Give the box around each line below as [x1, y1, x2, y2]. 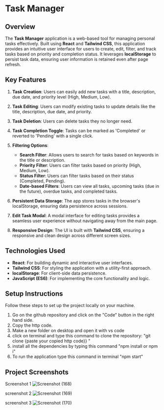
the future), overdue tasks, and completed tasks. [19, 188, 118, 194]
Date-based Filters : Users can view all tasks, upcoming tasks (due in [19, 183, 160, 189]
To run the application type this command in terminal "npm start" [12, 354, 143, 359]
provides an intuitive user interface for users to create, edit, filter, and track [5, 46, 157, 51]
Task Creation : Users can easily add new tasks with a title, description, [12, 89, 156, 95]
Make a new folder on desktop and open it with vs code [12, 328, 125, 333]
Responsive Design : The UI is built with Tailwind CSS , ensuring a [12, 227, 145, 233]
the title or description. [19, 157, 66, 163]
